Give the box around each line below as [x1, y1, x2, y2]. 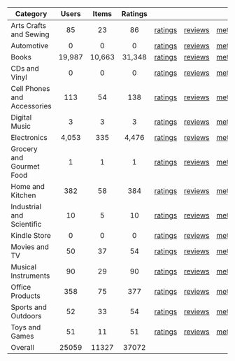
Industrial [10, 202, 42, 211]
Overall [10, 343, 34, 352]
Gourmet [10, 162, 40, 171]
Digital [10, 113, 32, 122]
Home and [10, 182, 45, 191]
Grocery [10, 144, 38, 153]
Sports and [10, 302, 47, 312]
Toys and [10, 323, 41, 332]
